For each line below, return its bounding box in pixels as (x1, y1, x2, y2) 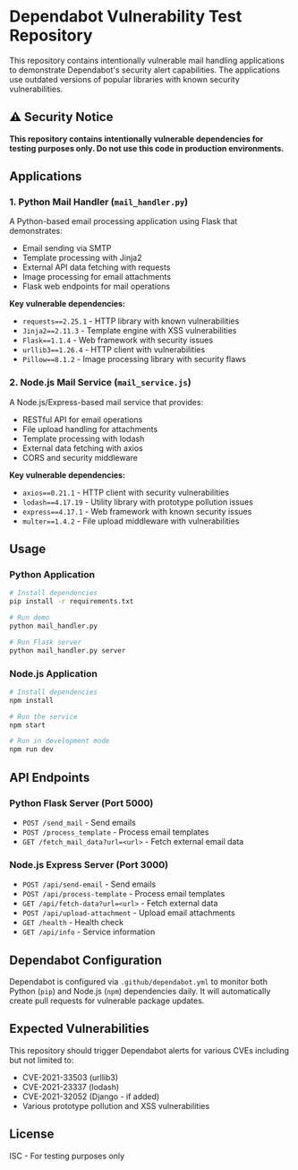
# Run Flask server (9, 637, 82, 646)
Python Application (9, 568, 96, 581)
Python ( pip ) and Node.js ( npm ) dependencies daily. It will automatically (9, 986, 271, 997)
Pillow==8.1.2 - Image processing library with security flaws (21, 354, 246, 365)
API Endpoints (9, 769, 90, 785)
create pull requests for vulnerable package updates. (9, 995, 205, 1006)
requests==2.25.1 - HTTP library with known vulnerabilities (21, 316, 240, 326)
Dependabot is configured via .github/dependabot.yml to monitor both (9, 976, 268, 987)
